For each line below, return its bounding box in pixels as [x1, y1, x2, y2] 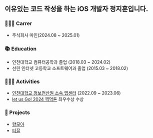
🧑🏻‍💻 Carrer [4, 20, 32, 27]
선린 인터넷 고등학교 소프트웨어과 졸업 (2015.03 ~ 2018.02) [11, 65, 128, 71]
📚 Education [4, 45, 37, 52]
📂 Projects [4, 109, 30, 116]
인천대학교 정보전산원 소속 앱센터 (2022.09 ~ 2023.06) [11, 90, 121, 96]
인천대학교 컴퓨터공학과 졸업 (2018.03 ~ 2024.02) [11, 59, 111, 65]
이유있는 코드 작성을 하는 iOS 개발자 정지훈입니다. [4, 4, 148, 13]
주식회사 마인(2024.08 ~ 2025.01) [11, 32, 80, 38]
